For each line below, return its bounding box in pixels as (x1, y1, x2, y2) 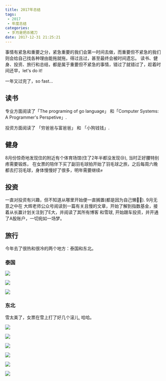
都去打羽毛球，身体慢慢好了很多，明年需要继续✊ (5, 167, 103, 173)
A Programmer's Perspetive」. (5, 114, 67, 120)
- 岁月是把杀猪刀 (7, 30, 38, 35)
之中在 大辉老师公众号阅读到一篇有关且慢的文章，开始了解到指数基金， (9, 203, 154, 209)
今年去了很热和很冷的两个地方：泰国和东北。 (5, 245, 96, 251)
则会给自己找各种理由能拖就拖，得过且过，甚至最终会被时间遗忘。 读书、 (5, 55, 154, 61)
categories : (5, 26, 30, 31)
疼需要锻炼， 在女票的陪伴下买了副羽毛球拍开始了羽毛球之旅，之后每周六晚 (5, 161, 158, 167)
